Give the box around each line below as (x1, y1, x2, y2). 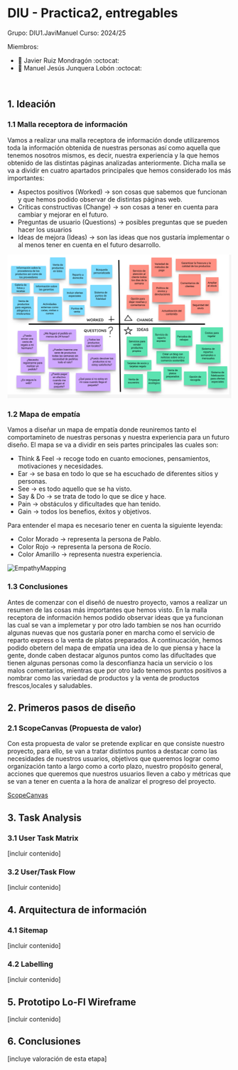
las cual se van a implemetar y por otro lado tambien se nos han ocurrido (7, 620, 222, 629)
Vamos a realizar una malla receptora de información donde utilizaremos (7, 135, 220, 144)
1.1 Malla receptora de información (7, 120, 128, 130)
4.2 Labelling (7, 959, 53, 969)
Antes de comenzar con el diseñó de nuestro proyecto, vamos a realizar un (7, 598, 227, 606)
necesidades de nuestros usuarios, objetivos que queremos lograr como (7, 754, 220, 763)
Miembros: (7, 42, 39, 51)
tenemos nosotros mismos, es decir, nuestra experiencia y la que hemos (7, 151, 220, 160)
